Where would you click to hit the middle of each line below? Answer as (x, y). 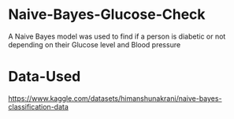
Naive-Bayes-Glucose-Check (107, 15)
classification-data (39, 106)
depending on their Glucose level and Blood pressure (95, 44)
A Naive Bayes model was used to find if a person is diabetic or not (117, 36)
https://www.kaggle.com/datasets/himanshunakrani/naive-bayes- (115, 98)
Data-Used (45, 77)
